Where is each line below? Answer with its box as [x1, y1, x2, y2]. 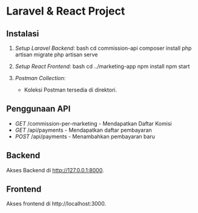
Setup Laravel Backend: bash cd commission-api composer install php [15, 44, 192, 52]
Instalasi [6, 29, 39, 39]
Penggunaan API [6, 104, 71, 114]
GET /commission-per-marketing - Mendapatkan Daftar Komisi [15, 120, 172, 127]
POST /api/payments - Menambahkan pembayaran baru [15, 132, 156, 140]
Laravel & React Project [6, 4, 125, 18]
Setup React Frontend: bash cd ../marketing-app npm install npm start [15, 63, 190, 70]
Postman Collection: [15, 75, 66, 81]
